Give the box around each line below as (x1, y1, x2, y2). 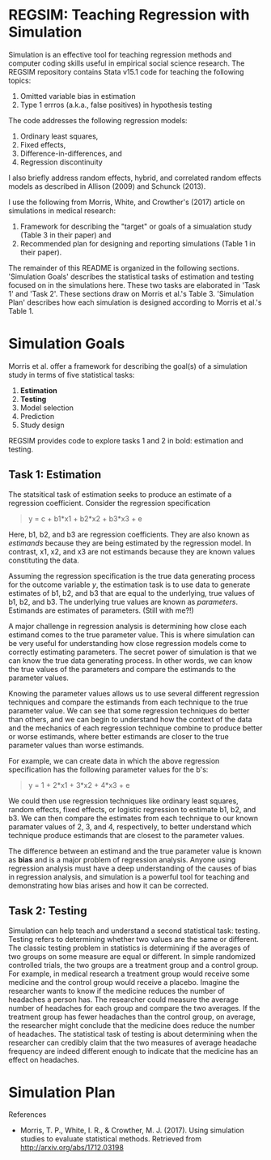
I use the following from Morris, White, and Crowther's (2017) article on (8, 197, 245, 207)
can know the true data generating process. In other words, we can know (8, 655, 252, 666)
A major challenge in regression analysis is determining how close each (8, 621, 247, 631)
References (8, 1110, 47, 1119)
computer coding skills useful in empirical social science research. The (8, 58, 245, 68)
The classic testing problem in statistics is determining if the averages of (8, 943, 251, 952)
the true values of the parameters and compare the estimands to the (8, 664, 236, 674)
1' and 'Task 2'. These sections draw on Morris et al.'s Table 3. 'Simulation (8, 289, 255, 298)
